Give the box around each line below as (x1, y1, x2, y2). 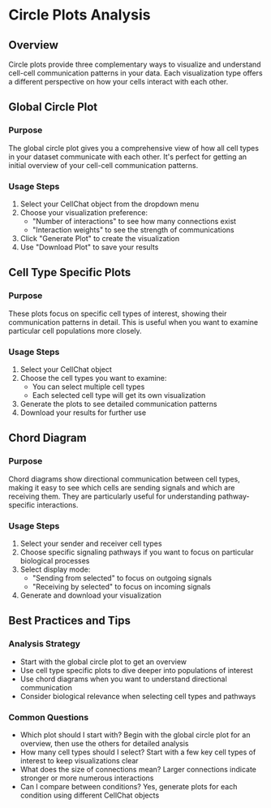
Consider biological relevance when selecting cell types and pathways (19, 691, 256, 701)
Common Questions (8, 711, 89, 723)
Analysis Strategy (8, 638, 81, 650)
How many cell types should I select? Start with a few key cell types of (19, 747, 256, 757)
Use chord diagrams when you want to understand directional (19, 674, 227, 684)
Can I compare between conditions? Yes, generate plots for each (19, 781, 238, 791)
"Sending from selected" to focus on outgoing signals (32, 573, 213, 582)
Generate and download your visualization (19, 590, 162, 600)
